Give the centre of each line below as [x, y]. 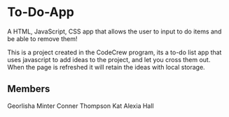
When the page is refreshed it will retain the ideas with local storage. [106, 67]
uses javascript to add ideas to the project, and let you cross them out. [109, 59]
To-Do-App [41, 12]
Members [29, 89]
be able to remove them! [42, 38]
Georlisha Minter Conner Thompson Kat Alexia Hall [81, 106]
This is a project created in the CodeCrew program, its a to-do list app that [114, 52]
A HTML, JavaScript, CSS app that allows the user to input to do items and [114, 31]
